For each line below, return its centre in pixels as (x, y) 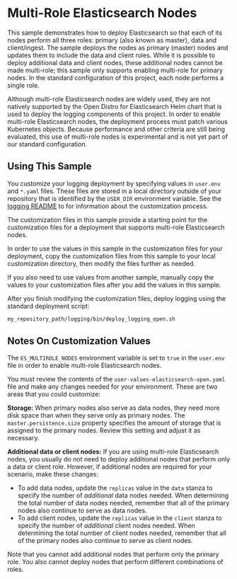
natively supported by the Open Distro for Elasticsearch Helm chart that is (115, 106)
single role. (24, 85)
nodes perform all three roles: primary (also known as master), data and (112, 40)
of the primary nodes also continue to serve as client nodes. (105, 541)
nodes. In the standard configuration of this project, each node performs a (116, 78)
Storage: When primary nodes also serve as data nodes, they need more (114, 408)
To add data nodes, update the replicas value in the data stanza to (115, 488)
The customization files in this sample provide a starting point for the (108, 219)
